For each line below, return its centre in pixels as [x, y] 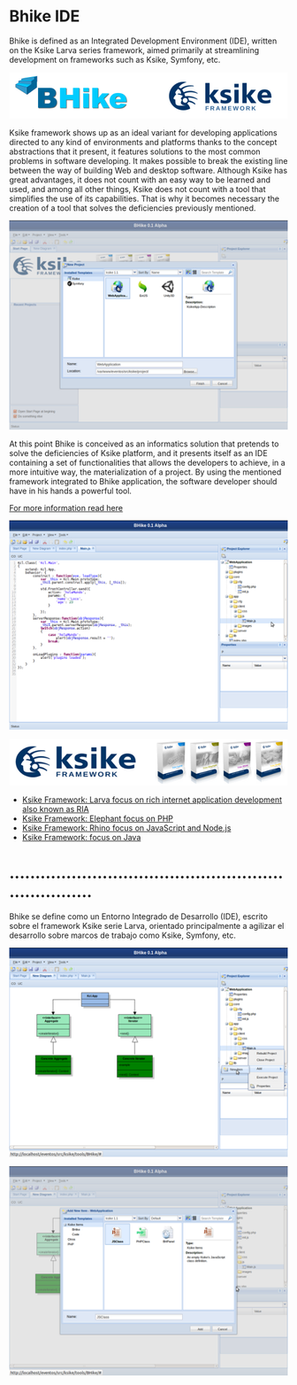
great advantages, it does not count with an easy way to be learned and [140, 180]
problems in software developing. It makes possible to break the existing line [148, 161]
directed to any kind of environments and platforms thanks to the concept [143, 143]
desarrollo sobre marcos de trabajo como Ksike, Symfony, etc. [122, 935]
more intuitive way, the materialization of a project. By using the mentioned [145, 472]
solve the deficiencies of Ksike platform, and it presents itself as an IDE [138, 453]
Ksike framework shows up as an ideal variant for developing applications [143, 133]
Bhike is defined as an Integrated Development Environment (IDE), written [143, 41]
